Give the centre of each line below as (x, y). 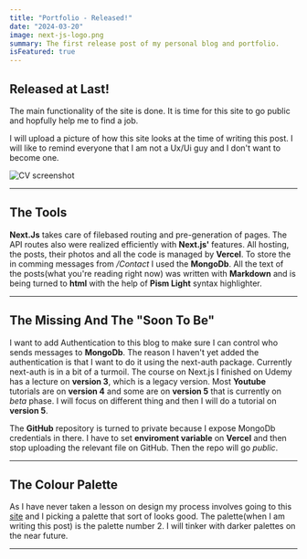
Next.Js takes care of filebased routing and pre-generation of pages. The (148, 235)
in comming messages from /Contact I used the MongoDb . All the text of (147, 264)
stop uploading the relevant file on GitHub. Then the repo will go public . (144, 448)
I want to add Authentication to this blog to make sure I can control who (144, 343)
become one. (34, 157)
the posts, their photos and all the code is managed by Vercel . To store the (150, 254)
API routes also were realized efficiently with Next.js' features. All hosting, (149, 244)
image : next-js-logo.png (57, 35)
